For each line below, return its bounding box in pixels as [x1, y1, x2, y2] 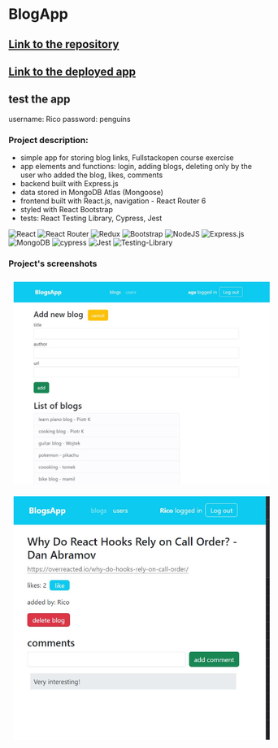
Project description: [8, 134, 89, 146]
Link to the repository [8, 37, 119, 51]
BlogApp [8, 5, 69, 24]
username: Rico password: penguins [8, 114, 132, 124]
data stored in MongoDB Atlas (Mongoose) [20, 188, 164, 198]
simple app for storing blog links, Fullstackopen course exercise [20, 153, 234, 163]
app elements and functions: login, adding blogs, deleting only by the [20, 162, 252, 172]
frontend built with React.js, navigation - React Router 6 [20, 196, 206, 206]
